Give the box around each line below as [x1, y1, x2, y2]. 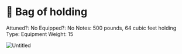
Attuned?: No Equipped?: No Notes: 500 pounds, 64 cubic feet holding [6, 24, 177, 31]
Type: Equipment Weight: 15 [6, 30, 74, 37]
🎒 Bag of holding [6, 5, 88, 19]
